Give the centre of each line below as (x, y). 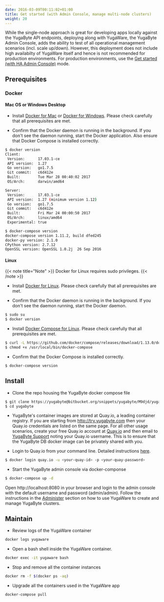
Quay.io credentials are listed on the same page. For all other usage (80, 426)
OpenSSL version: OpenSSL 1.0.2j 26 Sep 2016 (53, 249)
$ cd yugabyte (20, 406)
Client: (13, 154)
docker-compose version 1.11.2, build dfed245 (53, 235)
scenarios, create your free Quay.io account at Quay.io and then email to (85, 431)
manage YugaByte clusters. (33, 503)
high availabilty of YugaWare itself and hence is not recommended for (75, 53)
